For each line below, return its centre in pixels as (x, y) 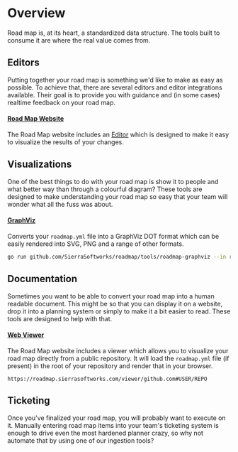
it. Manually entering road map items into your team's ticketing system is (113, 425)
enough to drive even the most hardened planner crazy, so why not (106, 433)
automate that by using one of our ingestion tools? (81, 440)
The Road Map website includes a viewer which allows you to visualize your (118, 350)
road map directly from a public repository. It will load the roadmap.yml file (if (118, 358)
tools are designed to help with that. (60, 318)
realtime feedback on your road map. (61, 102)
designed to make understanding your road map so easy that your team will (118, 196)
